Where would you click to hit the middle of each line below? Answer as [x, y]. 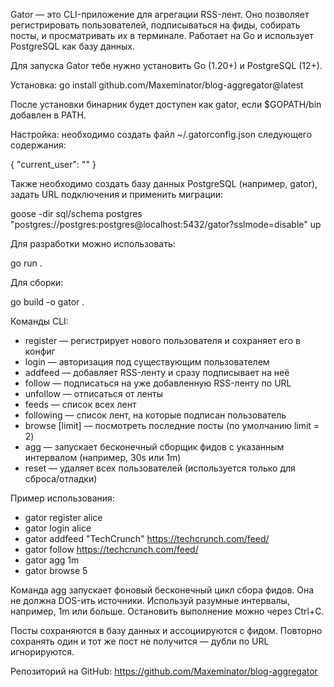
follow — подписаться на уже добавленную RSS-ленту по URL [158, 383]
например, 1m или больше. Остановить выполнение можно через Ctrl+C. [167, 611]
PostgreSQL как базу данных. [72, 46]
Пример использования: [62, 498]
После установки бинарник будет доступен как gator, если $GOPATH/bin [166, 104]
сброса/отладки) [61, 478]
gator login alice [58, 528]
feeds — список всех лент [80, 404]
